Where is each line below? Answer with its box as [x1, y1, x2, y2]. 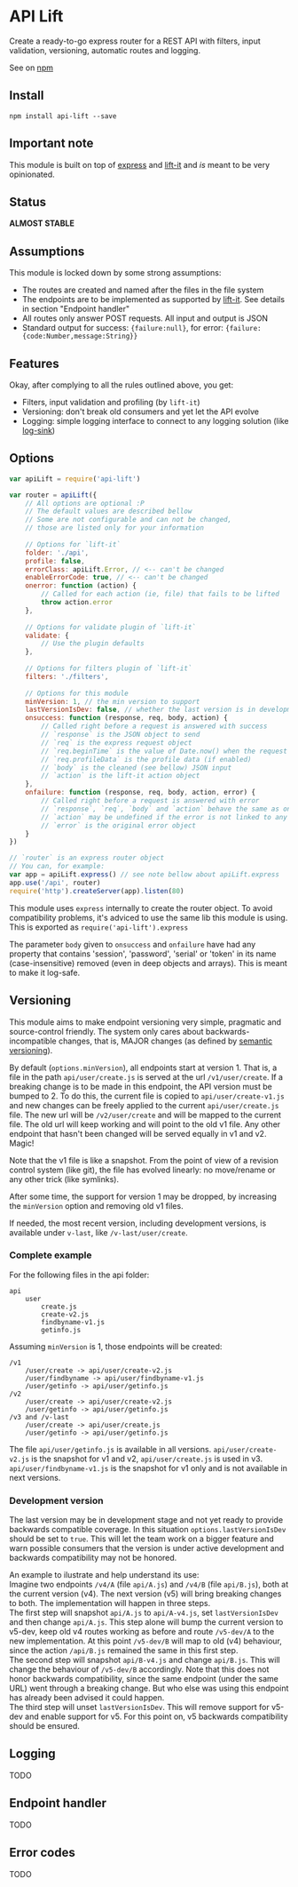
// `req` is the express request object [41, 738, 192, 748]
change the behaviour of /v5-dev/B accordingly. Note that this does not [9, 1664, 270, 1675]
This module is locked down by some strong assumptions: [9, 268, 222, 278]
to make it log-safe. [9, 967, 81, 978]
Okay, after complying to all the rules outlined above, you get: [9, 380, 233, 390]
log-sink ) [21, 425, 56, 436]
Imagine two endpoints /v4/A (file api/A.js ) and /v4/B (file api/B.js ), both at [9, 1579, 289, 1590]
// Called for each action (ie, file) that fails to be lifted [41, 589, 279, 599]
